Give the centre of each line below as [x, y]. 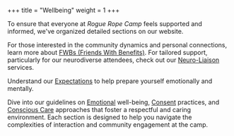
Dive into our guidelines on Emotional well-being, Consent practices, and [113, 102]
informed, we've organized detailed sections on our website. [95, 31]
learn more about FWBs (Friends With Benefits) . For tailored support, [107, 52]
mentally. [21, 88]
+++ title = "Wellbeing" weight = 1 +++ [64, 10]
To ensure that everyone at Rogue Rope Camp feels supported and [105, 24]
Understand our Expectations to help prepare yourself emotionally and [110, 81]
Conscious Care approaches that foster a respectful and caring [99, 110]
